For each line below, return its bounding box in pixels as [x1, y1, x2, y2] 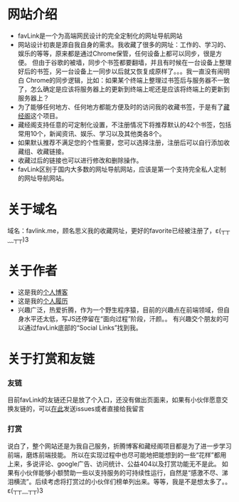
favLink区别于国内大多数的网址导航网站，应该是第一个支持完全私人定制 [17, 164, 226, 173]
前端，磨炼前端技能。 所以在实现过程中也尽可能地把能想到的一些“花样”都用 [7, 450, 227, 459]
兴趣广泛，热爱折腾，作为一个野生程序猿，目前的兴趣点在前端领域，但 [17, 305, 224, 314]
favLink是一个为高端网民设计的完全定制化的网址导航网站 [17, 31, 183, 40]
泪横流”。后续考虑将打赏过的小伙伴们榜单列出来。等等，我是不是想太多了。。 [7, 477, 232, 486]
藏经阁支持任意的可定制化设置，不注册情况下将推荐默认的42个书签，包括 [17, 120, 232, 129]
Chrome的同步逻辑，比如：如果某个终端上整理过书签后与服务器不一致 [26, 75, 230, 84]
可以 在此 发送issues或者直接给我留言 [38, 404, 144, 413]
